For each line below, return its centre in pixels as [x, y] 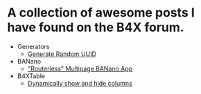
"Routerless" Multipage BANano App [80, 68]
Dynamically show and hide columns [80, 83]
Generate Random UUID [62, 54]
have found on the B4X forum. [96, 27]
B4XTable [31, 76]
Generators [33, 46]
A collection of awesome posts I [101, 13]
